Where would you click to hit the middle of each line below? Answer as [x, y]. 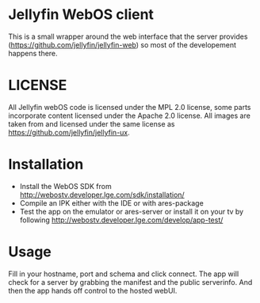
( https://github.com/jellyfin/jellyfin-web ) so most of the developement [122, 44]
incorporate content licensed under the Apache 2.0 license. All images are [130, 116]
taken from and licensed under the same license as [92, 123]
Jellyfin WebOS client [81, 15]
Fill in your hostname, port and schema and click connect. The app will [124, 274]
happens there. [33, 53]
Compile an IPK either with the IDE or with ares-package [111, 203]
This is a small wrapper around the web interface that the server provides [128, 36]
